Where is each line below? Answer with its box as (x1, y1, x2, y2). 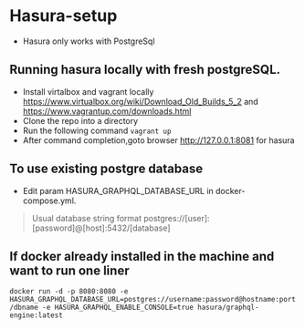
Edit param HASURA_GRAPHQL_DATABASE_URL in (22, 185, 215, 196)
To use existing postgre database (9, 161, 204, 177)
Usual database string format (31, 212, 142, 223)
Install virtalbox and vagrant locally (22, 86, 154, 97)
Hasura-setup (9, 5, 118, 26)
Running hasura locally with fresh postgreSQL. (9, 62, 281, 77)
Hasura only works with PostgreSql (22, 36, 155, 46)
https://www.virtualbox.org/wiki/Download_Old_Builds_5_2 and (22, 96, 258, 107)
